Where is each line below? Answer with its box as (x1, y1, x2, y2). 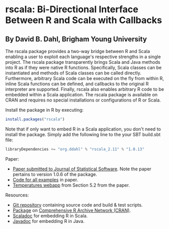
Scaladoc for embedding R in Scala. (12, 213, 88, 219)
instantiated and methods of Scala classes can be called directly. (5, 70, 142, 76)
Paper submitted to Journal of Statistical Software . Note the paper (12, 166, 152, 172)
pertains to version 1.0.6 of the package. (12, 171, 98, 177)
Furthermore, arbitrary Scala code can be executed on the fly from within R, (5, 75, 164, 81)
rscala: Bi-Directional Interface (5, 4, 138, 15)
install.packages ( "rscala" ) (5, 117, 65, 122)
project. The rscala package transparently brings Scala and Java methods (5, 59, 160, 65)
